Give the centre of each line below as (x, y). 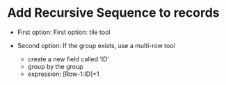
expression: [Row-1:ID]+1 (63, 74)
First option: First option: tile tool (64, 32)
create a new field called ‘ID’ (68, 59)
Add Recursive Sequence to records (113, 13)
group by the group (55, 66)
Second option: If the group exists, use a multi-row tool (96, 45)
